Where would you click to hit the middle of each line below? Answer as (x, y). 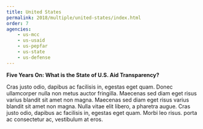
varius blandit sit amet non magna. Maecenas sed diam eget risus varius (98, 100)
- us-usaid (31, 40)
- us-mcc (29, 35)
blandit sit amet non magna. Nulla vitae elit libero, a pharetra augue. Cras (98, 106)
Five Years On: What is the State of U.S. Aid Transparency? (83, 75)
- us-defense (34, 57)
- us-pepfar (33, 46)
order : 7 (17, 23)
